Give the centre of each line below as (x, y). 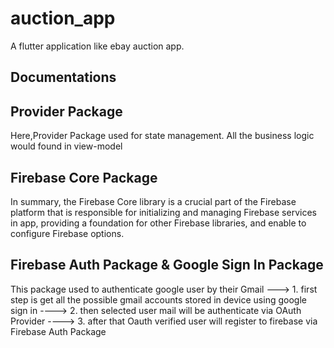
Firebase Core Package (84, 177)
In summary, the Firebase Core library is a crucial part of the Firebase (153, 201)
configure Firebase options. (67, 233)
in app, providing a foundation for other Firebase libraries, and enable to (158, 223)
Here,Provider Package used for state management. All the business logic (162, 136)
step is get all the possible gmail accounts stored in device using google (158, 299)
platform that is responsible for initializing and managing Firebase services (163, 212)
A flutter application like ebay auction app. (97, 46)
